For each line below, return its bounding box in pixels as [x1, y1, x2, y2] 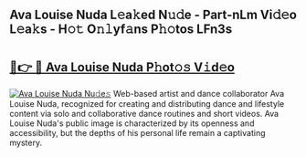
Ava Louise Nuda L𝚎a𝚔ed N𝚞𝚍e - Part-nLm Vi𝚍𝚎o [9, 7, 297, 23]
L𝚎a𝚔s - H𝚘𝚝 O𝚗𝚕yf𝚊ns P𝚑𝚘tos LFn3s [9, 22, 233, 37]
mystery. [9, 137, 43, 148]
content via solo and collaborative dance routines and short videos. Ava [9, 109, 280, 119]
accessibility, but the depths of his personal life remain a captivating [9, 128, 266, 138]
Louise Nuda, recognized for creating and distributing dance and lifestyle [9, 99, 285, 109]
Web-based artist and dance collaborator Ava [112, 89, 285, 99]
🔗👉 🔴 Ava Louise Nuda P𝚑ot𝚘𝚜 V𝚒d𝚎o [9, 59, 236, 75]
